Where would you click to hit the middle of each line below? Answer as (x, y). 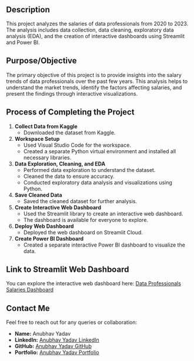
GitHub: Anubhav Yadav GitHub (53, 346)
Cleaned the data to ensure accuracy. (69, 176)
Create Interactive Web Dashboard (58, 207)
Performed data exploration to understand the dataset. (89, 170)
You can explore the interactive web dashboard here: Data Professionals (93, 284)
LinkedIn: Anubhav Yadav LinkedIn (57, 340)
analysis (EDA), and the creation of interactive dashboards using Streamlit (96, 36)
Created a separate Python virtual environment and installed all (100, 151)
